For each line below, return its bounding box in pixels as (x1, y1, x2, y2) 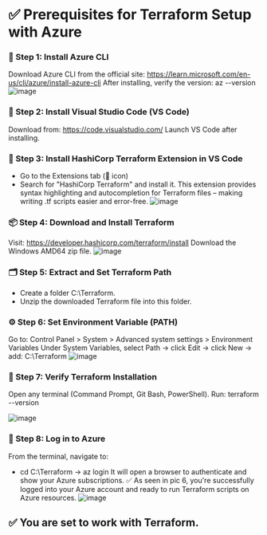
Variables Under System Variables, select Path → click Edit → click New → (8, 343, 253, 352)
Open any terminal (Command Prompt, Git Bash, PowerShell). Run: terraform (8, 389, 259, 399)
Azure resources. (19, 493, 77, 502)
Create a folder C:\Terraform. (19, 288, 116, 297)
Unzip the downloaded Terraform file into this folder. (19, 297, 192, 306)
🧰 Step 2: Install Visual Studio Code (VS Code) (8, 106, 190, 117)
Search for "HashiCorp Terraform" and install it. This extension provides (19, 179, 257, 189)
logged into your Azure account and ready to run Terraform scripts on (19, 484, 249, 494)
